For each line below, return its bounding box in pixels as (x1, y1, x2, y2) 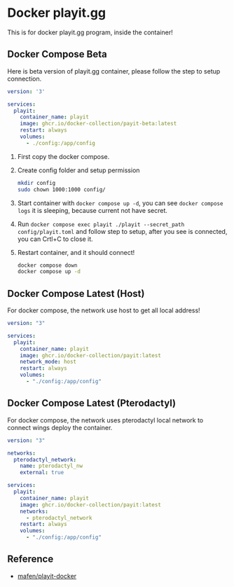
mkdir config (17, 179, 56, 186)
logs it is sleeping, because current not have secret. (17, 206, 168, 214)
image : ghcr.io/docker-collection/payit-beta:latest (20, 120, 177, 127)
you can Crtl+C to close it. (17, 235, 93, 243)
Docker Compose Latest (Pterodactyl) (7, 397, 177, 409)
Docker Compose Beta (7, 48, 107, 60)
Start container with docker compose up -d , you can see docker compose (17, 198, 223, 207)
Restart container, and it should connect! (17, 248, 135, 256)
